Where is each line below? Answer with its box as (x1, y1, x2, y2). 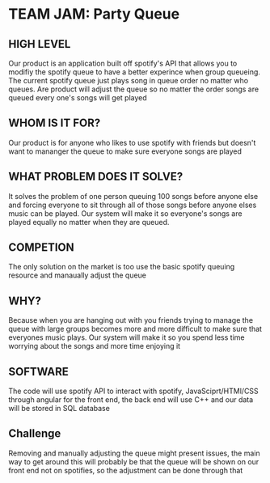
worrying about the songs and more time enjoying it (8, 341, 180, 351)
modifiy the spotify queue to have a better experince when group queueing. (8, 67, 261, 77)
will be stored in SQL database (8, 404, 111, 413)
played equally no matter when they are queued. (8, 217, 170, 227)
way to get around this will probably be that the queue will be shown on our (8, 456, 259, 466)
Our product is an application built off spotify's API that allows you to (8, 58, 238, 68)
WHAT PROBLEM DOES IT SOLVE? (8, 170, 184, 184)
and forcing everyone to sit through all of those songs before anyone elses (8, 200, 257, 210)
